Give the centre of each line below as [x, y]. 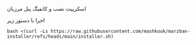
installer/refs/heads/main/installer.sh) [60, 37]
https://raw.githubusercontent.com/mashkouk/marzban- [120, 31]
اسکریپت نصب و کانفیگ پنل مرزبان [46, 9]
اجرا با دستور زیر [26, 20]
